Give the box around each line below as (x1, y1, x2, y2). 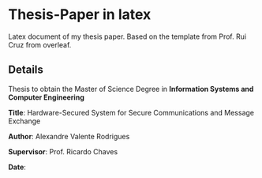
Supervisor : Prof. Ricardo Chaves (8, 146, 118, 156)
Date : (8, 162, 26, 172)
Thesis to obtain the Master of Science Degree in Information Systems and (8, 84, 254, 93)
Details (8, 63, 43, 77)
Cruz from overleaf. (8, 40, 72, 49)
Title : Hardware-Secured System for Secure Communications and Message (8, 108, 255, 117)
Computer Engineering (8, 93, 84, 102)
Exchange (8, 116, 41, 126)
